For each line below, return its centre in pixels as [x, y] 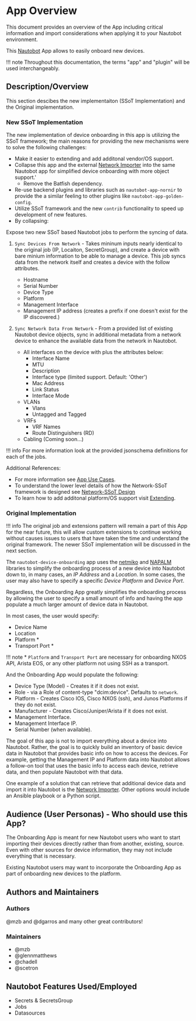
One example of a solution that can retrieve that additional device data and [96, 783]
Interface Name [51, 359]
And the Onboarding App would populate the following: [73, 675]
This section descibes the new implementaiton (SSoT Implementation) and [96, 101]
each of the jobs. [26, 457]
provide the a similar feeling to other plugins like [72, 196]
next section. [22, 551]
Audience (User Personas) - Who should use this [97, 814]
